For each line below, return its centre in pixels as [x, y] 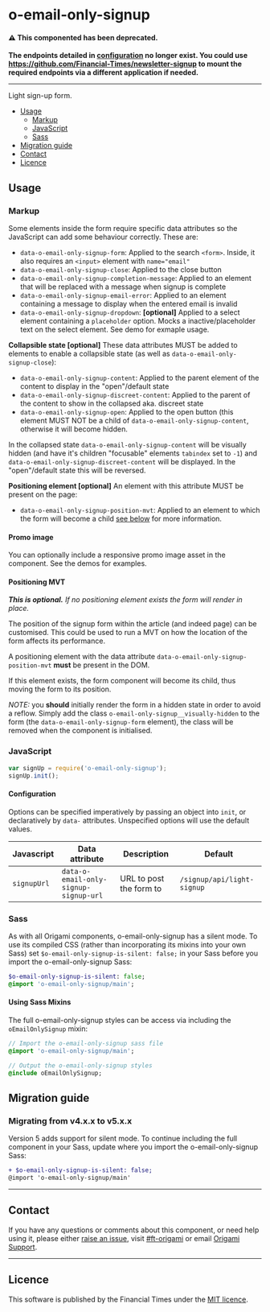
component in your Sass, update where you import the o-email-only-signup [133, 1147]
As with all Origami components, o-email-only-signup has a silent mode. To [133, 936]
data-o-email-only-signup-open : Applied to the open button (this [127, 412]
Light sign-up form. [40, 96]
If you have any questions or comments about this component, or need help [134, 1230]
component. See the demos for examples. [78, 563]
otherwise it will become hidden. [74, 429]
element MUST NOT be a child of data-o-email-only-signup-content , [134, 421]
